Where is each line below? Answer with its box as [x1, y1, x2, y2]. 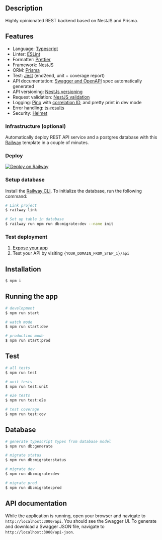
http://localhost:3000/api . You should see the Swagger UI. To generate [5, 518, 157, 524]
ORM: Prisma [12, 67, 40, 73]
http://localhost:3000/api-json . [5, 528, 74, 535]
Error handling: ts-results [12, 105, 64, 111]
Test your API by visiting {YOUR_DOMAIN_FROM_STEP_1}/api [12, 250, 130, 256]
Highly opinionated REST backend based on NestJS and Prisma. [5, 17, 138, 23]
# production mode [5, 333, 44, 338]
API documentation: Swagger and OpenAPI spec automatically [12, 78, 142, 84]
